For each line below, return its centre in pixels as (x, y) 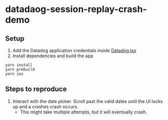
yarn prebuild (20, 69)
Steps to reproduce (36, 89)
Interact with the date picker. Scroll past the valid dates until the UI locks (88, 101)
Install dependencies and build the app (53, 56)
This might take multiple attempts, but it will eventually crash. (83, 112)
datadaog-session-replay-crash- (76, 9)
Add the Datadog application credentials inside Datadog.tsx (74, 50)
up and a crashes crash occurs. (45, 106)
